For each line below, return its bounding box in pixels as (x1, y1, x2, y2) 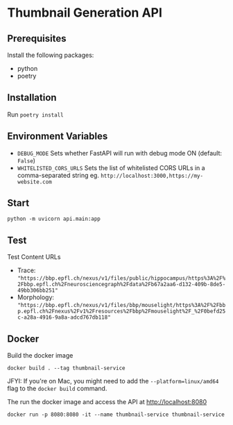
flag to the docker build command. (7, 384, 107, 393)
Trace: (17, 266, 36, 275)
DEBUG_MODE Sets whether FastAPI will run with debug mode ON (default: (17, 149, 223, 157)
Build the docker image (7, 351, 74, 360)
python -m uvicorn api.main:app (7, 215, 101, 223)
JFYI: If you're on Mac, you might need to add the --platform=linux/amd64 (7, 377, 219, 385)
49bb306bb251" (17, 287, 58, 294)
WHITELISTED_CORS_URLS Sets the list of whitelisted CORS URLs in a (17, 163, 206, 172)
